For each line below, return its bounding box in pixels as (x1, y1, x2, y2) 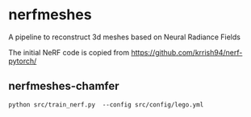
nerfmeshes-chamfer (8, 79, 119, 93)
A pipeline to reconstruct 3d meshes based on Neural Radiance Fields (8, 32, 241, 42)
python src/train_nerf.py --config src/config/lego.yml (8, 100, 204, 109)
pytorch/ (8, 56, 37, 66)
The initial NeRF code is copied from (8, 47, 130, 57)
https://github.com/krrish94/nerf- (131, 47, 243, 57)
